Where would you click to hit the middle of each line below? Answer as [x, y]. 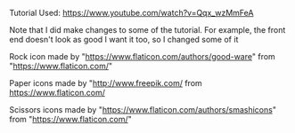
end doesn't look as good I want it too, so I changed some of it [124, 39]
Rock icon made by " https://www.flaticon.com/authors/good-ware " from [143, 56]
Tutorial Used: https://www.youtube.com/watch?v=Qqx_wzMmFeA [131, 13]
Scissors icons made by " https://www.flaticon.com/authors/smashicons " [143, 110]
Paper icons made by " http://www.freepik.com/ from [106, 83]
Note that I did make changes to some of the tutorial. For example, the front [147, 30]
